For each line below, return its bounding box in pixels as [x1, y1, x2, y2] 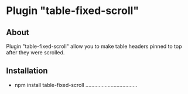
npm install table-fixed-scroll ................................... [14, 81, 138, 88]
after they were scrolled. [6, 49, 65, 56]
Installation [6, 66, 48, 76]
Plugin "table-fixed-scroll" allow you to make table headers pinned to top [6, 43, 182, 50]
